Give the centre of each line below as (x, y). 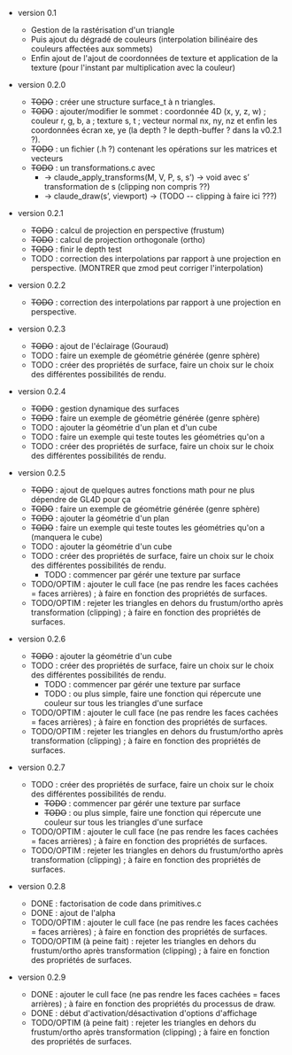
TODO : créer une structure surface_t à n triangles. (123, 102)
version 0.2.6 (42, 639)
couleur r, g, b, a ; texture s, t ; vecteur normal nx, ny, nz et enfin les (154, 120)
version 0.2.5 (42, 473)
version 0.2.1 (40, 213)
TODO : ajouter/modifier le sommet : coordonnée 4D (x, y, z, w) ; (149, 111)
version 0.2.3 (42, 329)
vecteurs (47, 158)
